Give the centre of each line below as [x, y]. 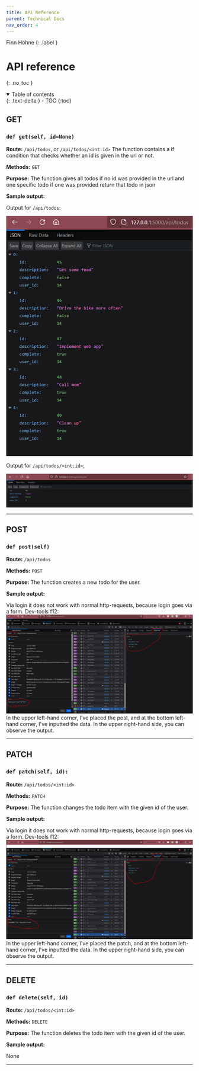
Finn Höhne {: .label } [32, 43]
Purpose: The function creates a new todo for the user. [73, 582]
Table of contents [33, 94]
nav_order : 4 [22, 25]
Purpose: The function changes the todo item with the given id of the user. [97, 807]
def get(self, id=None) [41, 137]
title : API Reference [33, 12]
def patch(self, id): [37, 772]
